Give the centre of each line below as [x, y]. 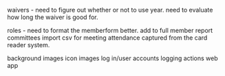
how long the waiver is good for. [53, 17]
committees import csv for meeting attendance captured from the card [107, 38]
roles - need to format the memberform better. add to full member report [110, 30]
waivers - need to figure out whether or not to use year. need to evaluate [110, 10]
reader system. [29, 45]
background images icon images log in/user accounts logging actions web [112, 58]
